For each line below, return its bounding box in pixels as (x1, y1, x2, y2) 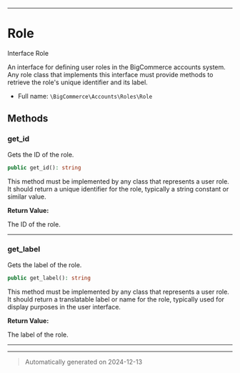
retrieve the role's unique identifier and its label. (7, 78, 148, 86)
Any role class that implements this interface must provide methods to (7, 70, 214, 79)
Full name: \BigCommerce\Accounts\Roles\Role (17, 91, 153, 100)
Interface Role (7, 49, 49, 57)
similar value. (7, 192, 46, 201)
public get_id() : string (7, 164, 81, 171)
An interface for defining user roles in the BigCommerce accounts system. (7, 62, 226, 71)
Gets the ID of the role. (7, 150, 74, 159)
